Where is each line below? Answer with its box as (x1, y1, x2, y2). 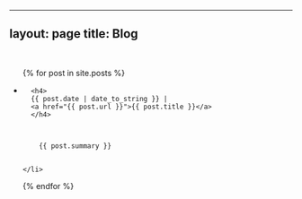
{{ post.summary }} (39, 141, 112, 151)
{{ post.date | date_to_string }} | (31, 94, 168, 103)
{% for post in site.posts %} (22, 67, 126, 78)
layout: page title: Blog (9, 26, 138, 41)
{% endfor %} (22, 180, 75, 191)
